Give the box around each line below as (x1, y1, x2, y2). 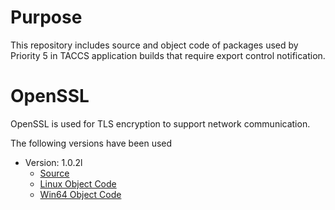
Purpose (10, 6, 83, 29)
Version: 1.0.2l (24, 156, 83, 168)
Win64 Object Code (39, 188, 122, 200)
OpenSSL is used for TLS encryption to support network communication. (10, 117, 311, 130)
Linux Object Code (39, 177, 117, 190)
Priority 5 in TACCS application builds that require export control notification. (10, 49, 326, 61)
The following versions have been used (10, 137, 173, 149)
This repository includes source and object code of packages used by (10, 39, 299, 51)
